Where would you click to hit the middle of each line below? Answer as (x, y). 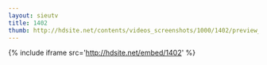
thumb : (19, 30)
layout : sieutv (33, 15)
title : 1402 (28, 23)
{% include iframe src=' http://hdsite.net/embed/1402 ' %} (102, 53)
